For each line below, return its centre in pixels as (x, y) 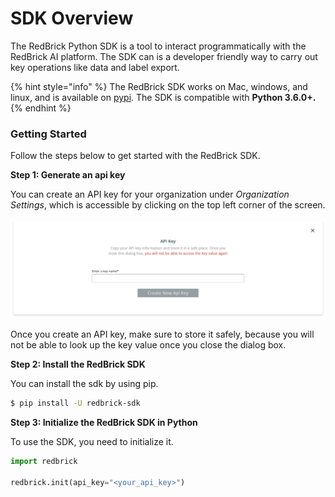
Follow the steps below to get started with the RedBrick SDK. (135, 156)
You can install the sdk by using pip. (84, 384)
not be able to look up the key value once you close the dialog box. (148, 345)
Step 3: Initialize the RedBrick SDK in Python (104, 423)
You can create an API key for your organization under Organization (150, 194)
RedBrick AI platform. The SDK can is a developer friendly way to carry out (164, 56)
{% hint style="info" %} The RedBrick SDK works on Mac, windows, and (159, 86)
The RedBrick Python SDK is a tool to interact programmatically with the (158, 46)
